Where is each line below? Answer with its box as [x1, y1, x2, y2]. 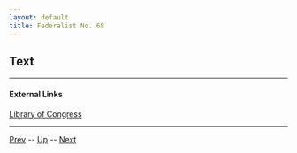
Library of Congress [9, 108, 82, 119]
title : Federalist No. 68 [9, 21, 104, 30]
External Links [9, 88, 64, 99]
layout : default [9, 12, 69, 22]
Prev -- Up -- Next [9, 134, 77, 144]
